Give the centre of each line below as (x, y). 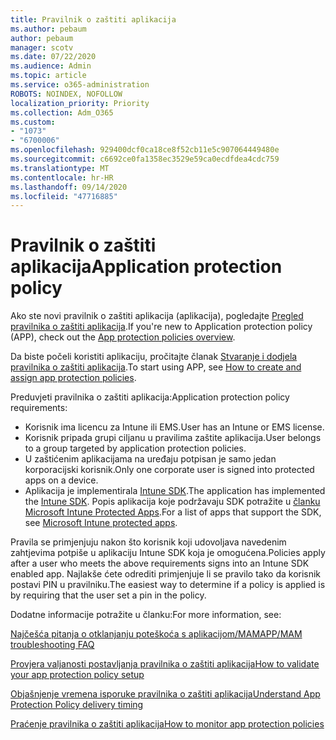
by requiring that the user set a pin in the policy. (108, 595)
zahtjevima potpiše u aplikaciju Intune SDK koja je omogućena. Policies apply (168, 553)
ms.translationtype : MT (60, 168)
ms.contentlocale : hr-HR (62, 177)
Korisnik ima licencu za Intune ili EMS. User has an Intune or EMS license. (174, 427)
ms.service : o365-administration (80, 85)
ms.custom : (33, 122)
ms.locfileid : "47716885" (64, 196)
